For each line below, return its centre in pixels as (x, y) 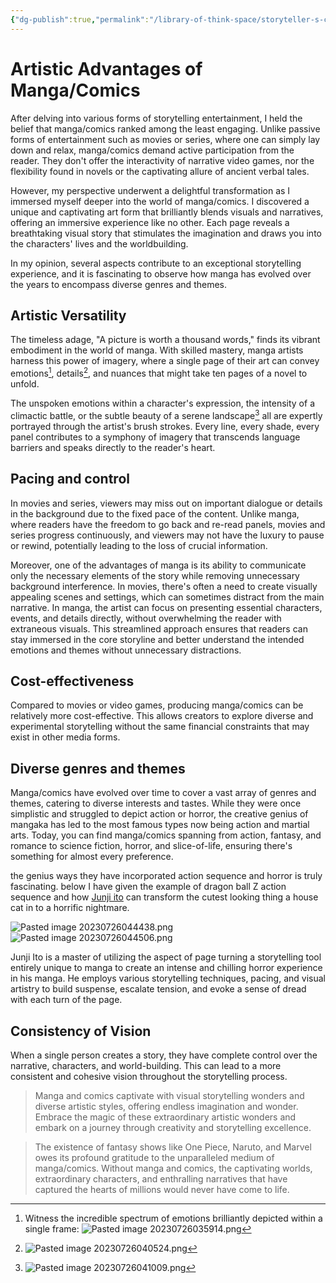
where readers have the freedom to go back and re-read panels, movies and (168, 524)
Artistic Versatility (68, 315)
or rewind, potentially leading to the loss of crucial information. (139, 545)
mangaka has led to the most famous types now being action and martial (160, 825)
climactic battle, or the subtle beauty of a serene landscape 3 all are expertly (166, 414)
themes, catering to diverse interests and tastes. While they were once (156, 803)
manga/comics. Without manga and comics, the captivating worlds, (173, 1168)
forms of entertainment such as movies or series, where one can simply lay (165, 139)
